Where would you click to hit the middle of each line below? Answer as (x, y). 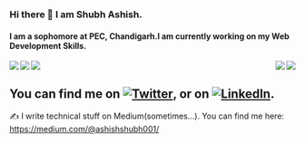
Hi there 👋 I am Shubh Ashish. (76, 14)
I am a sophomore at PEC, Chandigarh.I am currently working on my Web (150, 36)
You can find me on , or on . (142, 94)
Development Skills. (48, 45)
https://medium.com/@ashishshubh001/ (84, 129)
